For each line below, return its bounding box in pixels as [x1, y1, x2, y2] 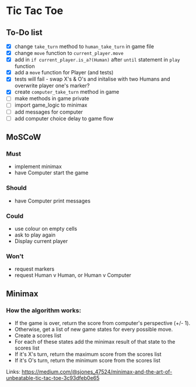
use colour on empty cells [14, 225, 77, 232]
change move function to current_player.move [14, 50, 124, 57]
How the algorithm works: [6, 306, 81, 314]
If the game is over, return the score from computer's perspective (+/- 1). [14, 319, 191, 326]
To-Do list [6, 28, 43, 37]
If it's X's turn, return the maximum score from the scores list [14, 350, 162, 358]
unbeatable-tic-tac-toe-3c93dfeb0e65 [6, 374, 100, 381]
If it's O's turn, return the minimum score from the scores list [14, 357, 161, 364]
